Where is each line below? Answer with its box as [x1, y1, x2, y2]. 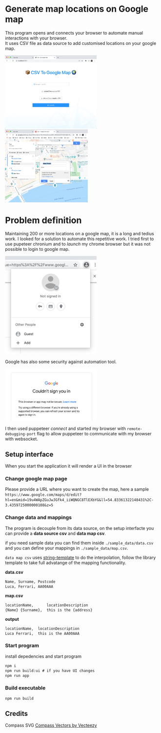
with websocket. [5, 436, 38, 442]
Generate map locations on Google [5, 3, 149, 15]
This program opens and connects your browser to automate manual [5, 30, 143, 36]
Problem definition [5, 215, 82, 225]
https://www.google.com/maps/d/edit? [5, 492, 82, 497]
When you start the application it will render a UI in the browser [5, 463, 132, 469]
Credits [5, 709, 28, 718]
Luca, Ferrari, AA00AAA [5, 584, 54, 589]
